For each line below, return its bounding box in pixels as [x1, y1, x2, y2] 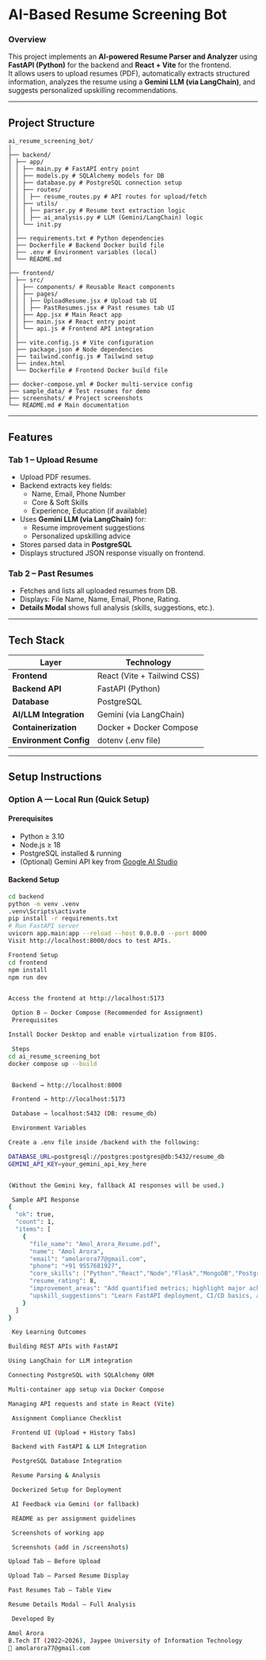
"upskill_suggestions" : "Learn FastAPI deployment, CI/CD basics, [28, 1291, 253, 1299]
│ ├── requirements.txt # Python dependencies [8, 234, 165, 243]
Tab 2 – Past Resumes [8, 568, 94, 579]
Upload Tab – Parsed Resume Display [8, 1572, 129, 1580]
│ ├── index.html [8, 360, 66, 368]
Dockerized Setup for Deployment [11, 1486, 123, 1494]
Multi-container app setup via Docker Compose [8, 1385, 165, 1393]
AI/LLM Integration [12, 709, 85, 720]
